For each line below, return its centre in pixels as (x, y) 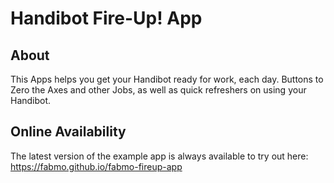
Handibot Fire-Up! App (106, 18)
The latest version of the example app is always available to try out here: (159, 156)
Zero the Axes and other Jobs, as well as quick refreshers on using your (158, 90)
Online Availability (68, 132)
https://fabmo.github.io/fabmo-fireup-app (96, 166)
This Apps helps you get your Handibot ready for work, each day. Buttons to (167, 79)
